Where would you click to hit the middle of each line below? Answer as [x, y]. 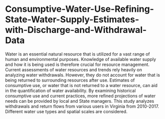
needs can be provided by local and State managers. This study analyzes [80, 101]
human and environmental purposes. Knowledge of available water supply [81, 59]
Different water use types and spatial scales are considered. [66, 111]
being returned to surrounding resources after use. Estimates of [70, 80]
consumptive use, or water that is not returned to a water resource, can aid [82, 85]
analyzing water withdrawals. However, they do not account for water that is [83, 75]
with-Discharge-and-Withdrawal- [76, 30]
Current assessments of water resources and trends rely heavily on [74, 69]
